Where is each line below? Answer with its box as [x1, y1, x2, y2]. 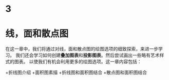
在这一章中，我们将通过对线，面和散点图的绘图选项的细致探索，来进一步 [5, 46, 158, 52]
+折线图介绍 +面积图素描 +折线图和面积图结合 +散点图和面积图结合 [5, 69, 147, 75]
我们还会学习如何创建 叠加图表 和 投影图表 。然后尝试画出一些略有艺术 [15, 52, 160, 59]
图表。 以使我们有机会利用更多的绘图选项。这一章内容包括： [14, 59, 142, 65]
